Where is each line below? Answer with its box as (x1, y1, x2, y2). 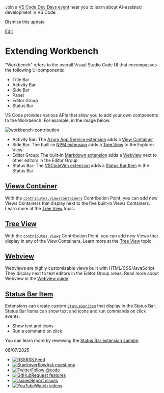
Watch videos (35, 383, 63, 389)
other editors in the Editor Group (12, 157, 78, 163)
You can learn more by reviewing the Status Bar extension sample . (5, 337, 139, 343)
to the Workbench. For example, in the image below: (5, 117, 111, 123)
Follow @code (31, 367, 60, 373)
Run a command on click (12, 328, 62, 334)
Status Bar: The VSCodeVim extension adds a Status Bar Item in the (12, 162, 150, 168)
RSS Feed (25, 357, 46, 363)
